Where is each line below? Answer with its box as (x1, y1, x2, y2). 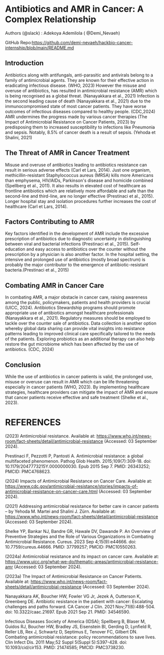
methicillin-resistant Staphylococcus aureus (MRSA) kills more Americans (5, 172, 154, 178)
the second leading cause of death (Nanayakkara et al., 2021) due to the (5, 98, 151, 104)
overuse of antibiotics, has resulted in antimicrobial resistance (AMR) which (5, 87, 158, 94)
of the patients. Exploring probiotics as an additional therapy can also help (5, 336, 155, 342)
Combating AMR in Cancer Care (5, 281, 104, 290)
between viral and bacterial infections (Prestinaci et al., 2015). (5, 241, 130, 247)
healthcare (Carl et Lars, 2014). (5, 203, 68, 209)
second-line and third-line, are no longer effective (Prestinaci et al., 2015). (5, 193, 154, 199)
